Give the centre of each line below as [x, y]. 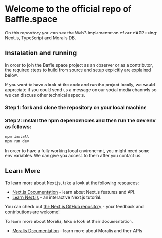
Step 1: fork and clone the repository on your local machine [76, 107]
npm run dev [17, 141]
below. [12, 75]
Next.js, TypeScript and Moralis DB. [40, 38]
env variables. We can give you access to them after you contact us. [73, 155]
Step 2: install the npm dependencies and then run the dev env [81, 120]
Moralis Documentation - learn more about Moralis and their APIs [77, 230]
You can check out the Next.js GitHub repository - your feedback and [74, 206]
